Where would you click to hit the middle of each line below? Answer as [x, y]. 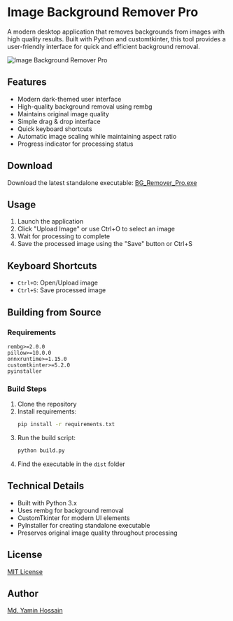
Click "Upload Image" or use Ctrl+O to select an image [96, 229]
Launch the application [50, 221]
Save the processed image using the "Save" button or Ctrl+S [105, 244]
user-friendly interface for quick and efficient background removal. [104, 46]
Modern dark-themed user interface [69, 99]
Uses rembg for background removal [70, 510]
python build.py [41, 451]
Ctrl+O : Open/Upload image [58, 283]
